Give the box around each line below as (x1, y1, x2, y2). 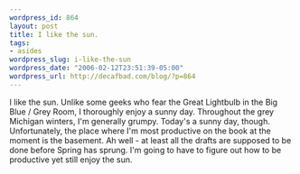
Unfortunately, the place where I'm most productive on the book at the (9, 125, 271, 136)
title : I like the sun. (9, 30, 99, 39)
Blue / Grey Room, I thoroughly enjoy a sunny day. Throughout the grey (9, 105, 274, 117)
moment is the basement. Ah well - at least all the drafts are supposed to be (9, 134, 292, 145)
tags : (9, 38, 30, 48)
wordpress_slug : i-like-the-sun (9, 55, 131, 64)
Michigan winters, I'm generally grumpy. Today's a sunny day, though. (9, 115, 271, 126)
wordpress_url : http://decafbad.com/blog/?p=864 (9, 72, 196, 81)
